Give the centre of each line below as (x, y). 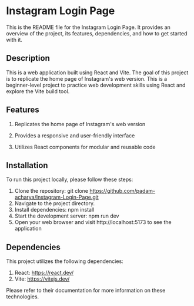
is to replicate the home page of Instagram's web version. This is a (87, 78)
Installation (27, 165)
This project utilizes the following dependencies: (65, 261)
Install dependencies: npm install (54, 210)
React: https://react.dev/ (44, 273)
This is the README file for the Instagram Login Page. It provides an (88, 27)
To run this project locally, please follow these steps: (70, 180)
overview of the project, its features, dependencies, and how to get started (97, 33)
